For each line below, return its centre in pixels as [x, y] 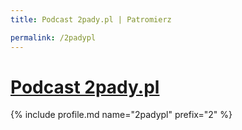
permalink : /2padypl [53, 37]
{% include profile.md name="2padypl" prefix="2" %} [121, 115]
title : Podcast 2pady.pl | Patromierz [91, 19]
